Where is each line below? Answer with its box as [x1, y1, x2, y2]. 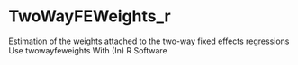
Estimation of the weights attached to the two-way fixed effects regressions [8, 36, 290, 46]
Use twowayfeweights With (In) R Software [8, 45, 167, 55]
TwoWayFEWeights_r [8, 6, 172, 27]
